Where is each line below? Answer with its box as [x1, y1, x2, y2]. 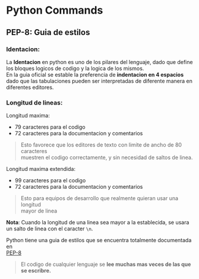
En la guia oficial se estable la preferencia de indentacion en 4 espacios [6, 71, 184, 78]
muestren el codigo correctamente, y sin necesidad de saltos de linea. [20, 154, 193, 161]
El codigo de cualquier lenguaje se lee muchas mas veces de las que [20, 261, 191, 268]
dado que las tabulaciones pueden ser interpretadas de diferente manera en [6, 77, 193, 84]
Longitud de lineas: [6, 99, 63, 107]
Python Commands [6, 4, 103, 17]
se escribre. [20, 267, 52, 274]
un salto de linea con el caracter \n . [6, 225, 93, 232]
